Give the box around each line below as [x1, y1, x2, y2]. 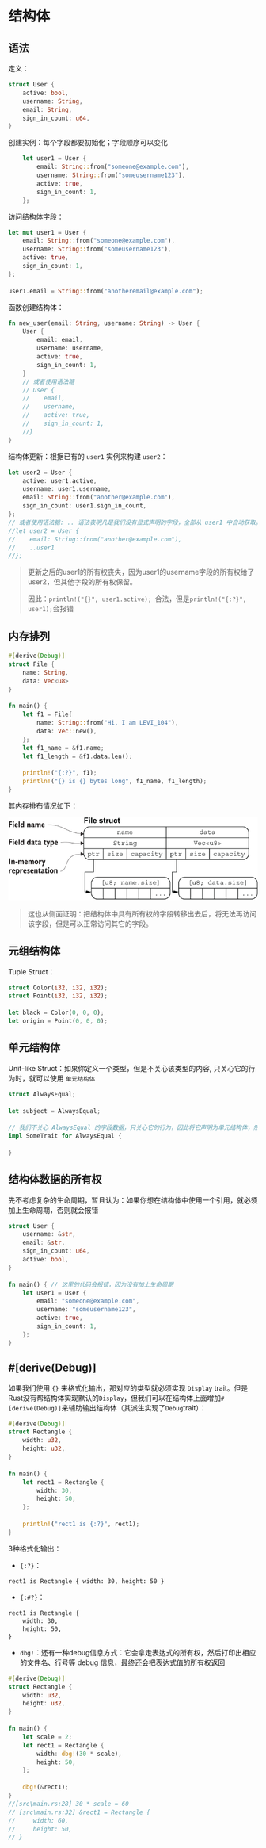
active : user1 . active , [22, 476, 97, 484]
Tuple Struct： [8, 966, 55, 976]
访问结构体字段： [8, 212, 64, 221]
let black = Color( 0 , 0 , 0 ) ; [8, 1008, 104, 1017]
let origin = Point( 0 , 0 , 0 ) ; [8, 1017, 108, 1025]
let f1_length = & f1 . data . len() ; [22, 752, 133, 760]
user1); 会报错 [27, 604, 74, 614]
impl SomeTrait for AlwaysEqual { [8, 1132, 123, 1140]
